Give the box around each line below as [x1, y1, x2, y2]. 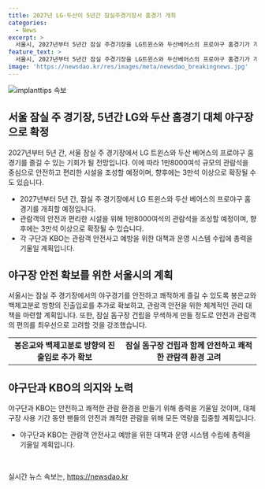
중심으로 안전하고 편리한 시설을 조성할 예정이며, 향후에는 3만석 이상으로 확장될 [8, 167, 248, 177]
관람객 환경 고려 [165, 352, 222, 363]
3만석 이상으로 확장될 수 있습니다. [40, 224, 144, 233]
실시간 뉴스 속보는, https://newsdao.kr [8, 472, 129, 481]
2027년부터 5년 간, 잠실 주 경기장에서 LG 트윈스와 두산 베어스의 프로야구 [19, 194, 243, 203]
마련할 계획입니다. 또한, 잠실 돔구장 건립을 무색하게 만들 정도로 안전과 [22, 310, 235, 320]
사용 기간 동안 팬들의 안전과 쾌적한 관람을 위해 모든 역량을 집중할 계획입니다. [22, 413, 256, 423]
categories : [8, 19, 47, 27]
